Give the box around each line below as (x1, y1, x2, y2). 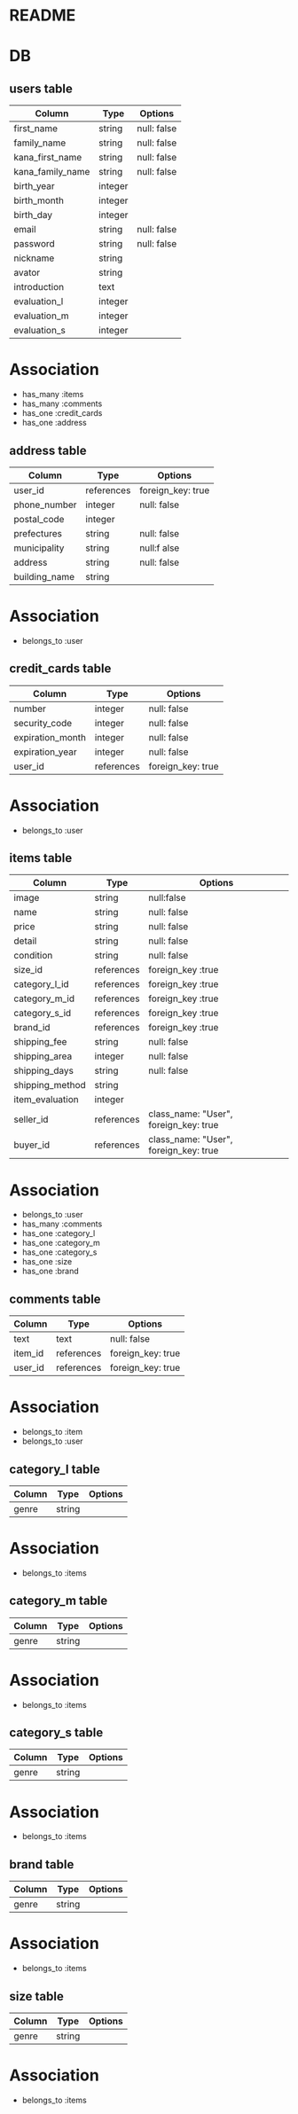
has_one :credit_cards (21, 408, 103, 419)
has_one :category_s (21, 1247, 98, 1257)
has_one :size (21, 1257, 73, 1267)
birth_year (13, 180, 55, 192)
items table (9, 850, 73, 865)
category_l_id (13, 978, 69, 990)
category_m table (9, 1593, 108, 1609)
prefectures (13, 527, 63, 539)
